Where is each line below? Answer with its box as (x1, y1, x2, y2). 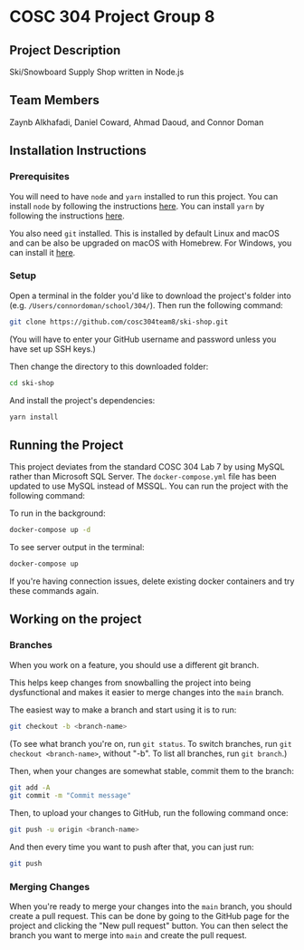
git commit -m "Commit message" (9, 791, 131, 800)
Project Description (9, 43, 121, 58)
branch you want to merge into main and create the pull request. (9, 930, 247, 941)
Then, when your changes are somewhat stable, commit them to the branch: (9, 765, 294, 776)
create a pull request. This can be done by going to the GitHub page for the (9, 911, 290, 922)
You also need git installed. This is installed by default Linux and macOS (9, 228, 280, 238)
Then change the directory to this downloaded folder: (9, 361, 209, 372)
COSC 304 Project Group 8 (9, 6, 215, 27)
